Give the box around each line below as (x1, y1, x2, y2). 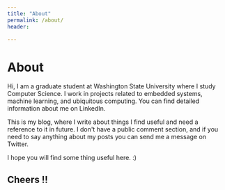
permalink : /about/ (7, 17, 64, 24)
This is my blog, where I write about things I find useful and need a (7, 118, 199, 126)
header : (7, 23, 30, 30)
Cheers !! (7, 173, 49, 185)
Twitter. (7, 140, 29, 148)
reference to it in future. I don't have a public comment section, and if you (7, 125, 219, 134)
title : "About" (7, 10, 52, 17)
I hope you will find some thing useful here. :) (7, 154, 137, 162)
